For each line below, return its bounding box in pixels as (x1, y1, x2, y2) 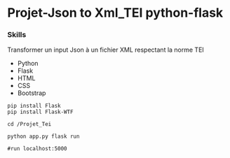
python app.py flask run (7, 133, 80, 141)
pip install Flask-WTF (7, 108, 74, 116)
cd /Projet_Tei (7, 121, 52, 128)
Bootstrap (17, 89, 46, 97)
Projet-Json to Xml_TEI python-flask (7, 5, 224, 21)
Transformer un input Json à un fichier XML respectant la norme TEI (7, 45, 205, 54)
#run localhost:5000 (7, 145, 68, 152)
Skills (7, 30, 27, 40)
